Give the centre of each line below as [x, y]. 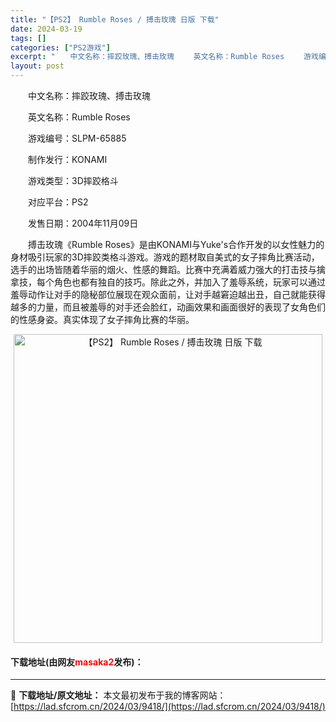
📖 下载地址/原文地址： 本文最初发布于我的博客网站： [118, 695]
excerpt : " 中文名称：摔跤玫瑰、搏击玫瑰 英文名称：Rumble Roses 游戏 [164, 57]
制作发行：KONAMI [67, 159]
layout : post [37, 66]
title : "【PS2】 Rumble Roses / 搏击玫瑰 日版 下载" [115, 19]
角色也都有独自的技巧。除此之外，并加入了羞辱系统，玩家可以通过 [189, 282]
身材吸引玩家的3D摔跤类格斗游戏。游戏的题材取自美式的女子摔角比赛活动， [165, 257]
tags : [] [28, 38]
